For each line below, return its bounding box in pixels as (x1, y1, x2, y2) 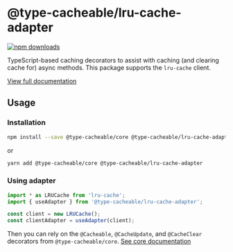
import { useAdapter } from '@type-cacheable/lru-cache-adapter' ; (7, 198, 203, 205)
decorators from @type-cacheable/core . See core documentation (7, 237, 191, 246)
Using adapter (7, 176, 56, 185)
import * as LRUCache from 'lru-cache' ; (7, 192, 126, 199)
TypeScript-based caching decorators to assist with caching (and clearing (7, 56, 220, 64)
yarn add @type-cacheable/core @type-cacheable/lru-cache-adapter (7, 160, 203, 167)
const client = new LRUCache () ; (7, 210, 101, 218)
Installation (7, 118, 46, 128)
